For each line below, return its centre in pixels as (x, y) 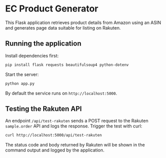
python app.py (20, 83)
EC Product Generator (52, 9)
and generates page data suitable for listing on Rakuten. (63, 27)
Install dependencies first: (32, 55)
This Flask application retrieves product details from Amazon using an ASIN (83, 22)
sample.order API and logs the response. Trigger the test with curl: (74, 126)
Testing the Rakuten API (44, 109)
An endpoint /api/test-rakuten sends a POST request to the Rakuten (77, 121)
